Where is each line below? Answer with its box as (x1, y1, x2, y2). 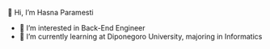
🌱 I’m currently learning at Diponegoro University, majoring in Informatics (19, 32, 263, 41)
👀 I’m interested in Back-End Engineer (19, 23, 146, 32)
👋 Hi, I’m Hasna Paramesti (7, 8, 94, 17)
